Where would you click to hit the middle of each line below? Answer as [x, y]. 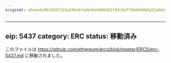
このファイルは [21, 49]
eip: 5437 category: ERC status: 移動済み [71, 37]
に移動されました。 [45, 55]
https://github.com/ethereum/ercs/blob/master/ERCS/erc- [98, 49]
